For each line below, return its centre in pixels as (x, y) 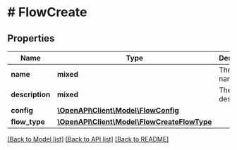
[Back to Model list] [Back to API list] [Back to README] (88, 139)
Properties (31, 38)
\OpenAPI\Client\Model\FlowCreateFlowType (134, 122)
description (31, 94)
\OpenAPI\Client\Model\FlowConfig (118, 110)
